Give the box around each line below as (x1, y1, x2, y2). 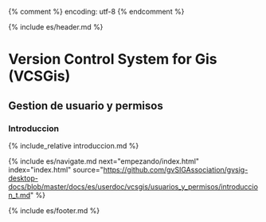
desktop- (8, 173, 38, 183)
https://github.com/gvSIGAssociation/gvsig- (103, 165, 248, 174)
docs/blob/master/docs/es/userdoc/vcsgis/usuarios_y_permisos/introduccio (8, 181, 259, 191)
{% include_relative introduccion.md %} (8, 141, 139, 150)
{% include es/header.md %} (8, 22, 104, 31)
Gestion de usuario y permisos (8, 99, 163, 113)
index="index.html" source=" (8, 165, 104, 174)
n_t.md (8, 190, 31, 200)
